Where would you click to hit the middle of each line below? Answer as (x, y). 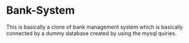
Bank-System (41, 10)
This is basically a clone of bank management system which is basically (95, 27)
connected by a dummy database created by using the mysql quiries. (92, 33)
